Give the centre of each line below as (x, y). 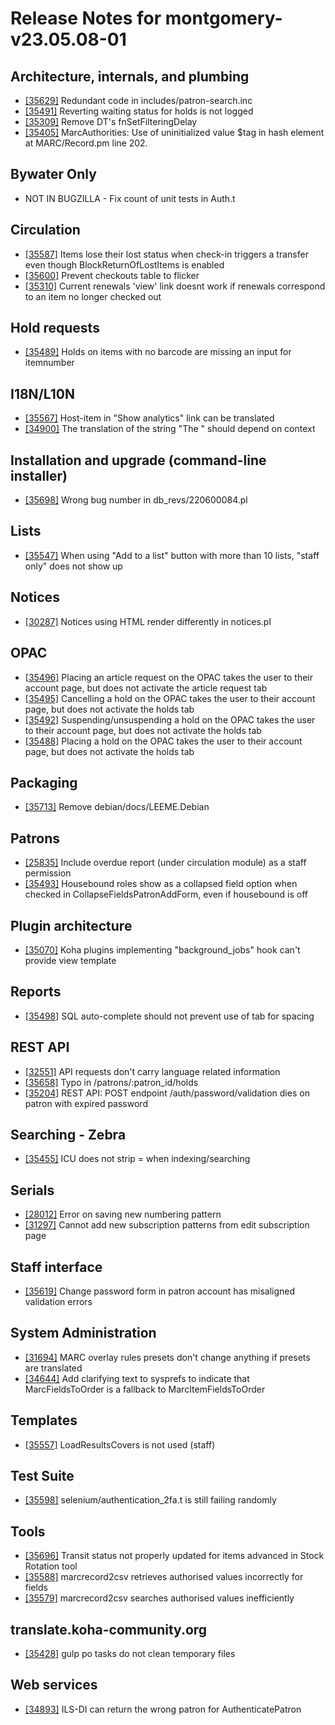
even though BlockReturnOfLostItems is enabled (124, 264)
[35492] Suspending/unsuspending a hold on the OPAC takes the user (170, 719)
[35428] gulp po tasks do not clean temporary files (130, 1654)
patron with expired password (86, 1103)
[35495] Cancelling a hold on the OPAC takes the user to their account (170, 698)
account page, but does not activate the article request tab (146, 688)
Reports (36, 992)
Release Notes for (86, 18)
